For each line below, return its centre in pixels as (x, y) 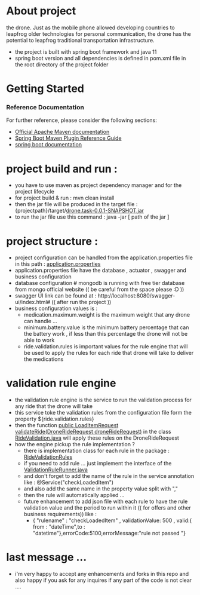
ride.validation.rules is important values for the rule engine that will (106, 346)
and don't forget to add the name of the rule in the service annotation (109, 476)
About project (41, 11)
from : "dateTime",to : (59, 527)
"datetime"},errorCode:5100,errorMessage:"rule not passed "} (109, 533)
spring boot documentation (48, 145)
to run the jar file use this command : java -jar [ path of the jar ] (92, 217)
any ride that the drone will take (54, 406)
